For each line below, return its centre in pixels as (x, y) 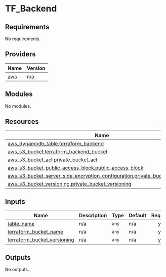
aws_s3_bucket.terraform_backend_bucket (58, 152)
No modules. (18, 106)
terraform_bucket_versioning (41, 240)
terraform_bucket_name (35, 232)
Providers (21, 54)
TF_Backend (31, 9)
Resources (22, 122)
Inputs (15, 202)
